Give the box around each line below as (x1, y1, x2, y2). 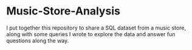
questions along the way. (6, 37, 69, 44)
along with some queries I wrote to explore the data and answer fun (6, 30, 176, 37)
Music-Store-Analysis (6, 4, 120, 18)
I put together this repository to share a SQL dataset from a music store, (6, 24, 187, 31)
